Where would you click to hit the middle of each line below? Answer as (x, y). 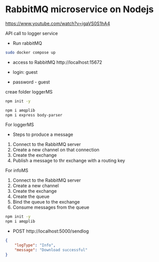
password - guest (31, 82)
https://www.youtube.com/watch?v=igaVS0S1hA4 (58, 23)
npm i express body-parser (34, 115)
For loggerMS (20, 125)
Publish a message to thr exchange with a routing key (69, 161)
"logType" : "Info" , (35, 245)
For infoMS (17, 170)
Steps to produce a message (43, 135)
